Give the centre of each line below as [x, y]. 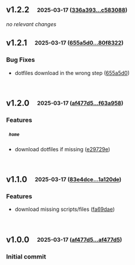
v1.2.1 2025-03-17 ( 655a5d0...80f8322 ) [65, 43]
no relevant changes [31, 24]
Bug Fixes [21, 60]
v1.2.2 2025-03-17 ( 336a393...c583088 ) [67, 10]
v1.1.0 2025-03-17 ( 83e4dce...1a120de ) [64, 180]
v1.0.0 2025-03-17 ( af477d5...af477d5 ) [64, 240]
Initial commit [26, 257]
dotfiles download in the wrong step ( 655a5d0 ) [72, 73]
